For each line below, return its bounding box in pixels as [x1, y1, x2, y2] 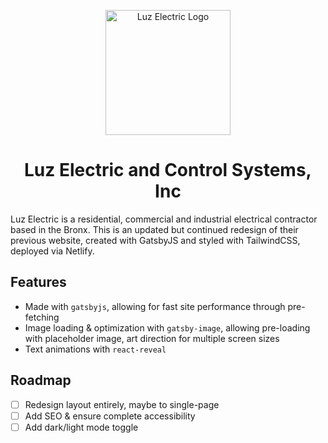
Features [10, 274, 67, 291]
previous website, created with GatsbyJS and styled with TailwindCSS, [10, 234, 301, 246]
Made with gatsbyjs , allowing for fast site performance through [24, 300, 286, 312]
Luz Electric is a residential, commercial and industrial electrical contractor [10, 213, 318, 225]
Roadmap [10, 372, 72, 389]
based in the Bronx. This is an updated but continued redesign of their [10, 223, 299, 235]
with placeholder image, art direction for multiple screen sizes [24, 332, 280, 344]
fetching [24, 311, 60, 323]
